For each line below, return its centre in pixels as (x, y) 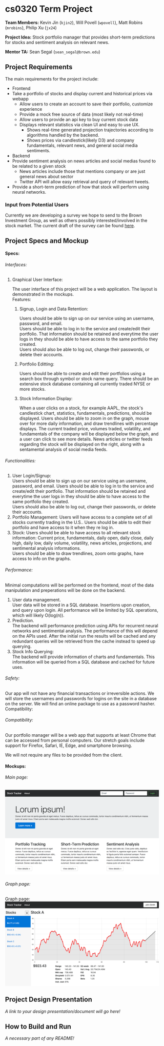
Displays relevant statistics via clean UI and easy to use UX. (80, 124)
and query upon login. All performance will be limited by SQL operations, (85, 610)
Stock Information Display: (46, 399)
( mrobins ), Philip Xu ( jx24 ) (31, 27)
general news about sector (46, 176)
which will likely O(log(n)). (38, 615)
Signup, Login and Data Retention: (54, 309)
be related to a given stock (39, 166)
